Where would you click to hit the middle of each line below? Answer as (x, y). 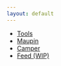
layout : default (30, 14)
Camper (28, 48)
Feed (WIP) (33, 56)
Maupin (28, 41)
